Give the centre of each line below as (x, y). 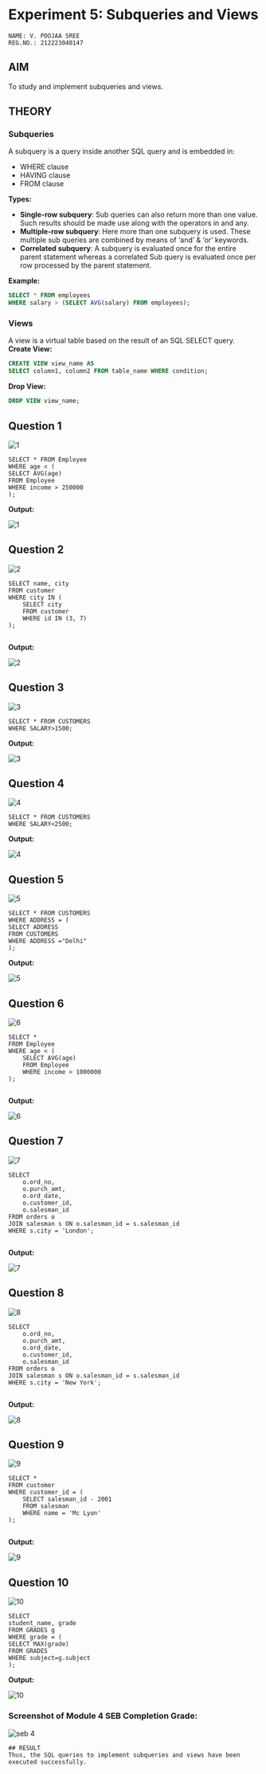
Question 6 (36, 1003)
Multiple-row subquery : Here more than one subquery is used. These (135, 232)
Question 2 (36, 550)
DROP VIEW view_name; (44, 401)
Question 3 (36, 688)
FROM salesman (46, 1506)
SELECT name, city (39, 583)
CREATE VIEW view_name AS (51, 364)
